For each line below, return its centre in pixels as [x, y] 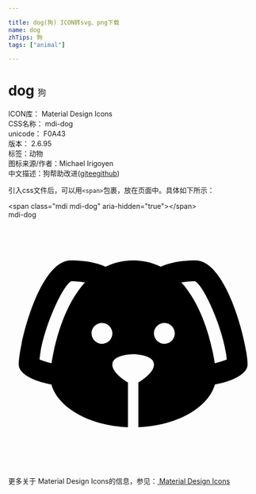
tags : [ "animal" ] [37, 44]
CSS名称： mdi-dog [41, 124]
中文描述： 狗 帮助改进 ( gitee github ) [64, 174]
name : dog [25, 30]
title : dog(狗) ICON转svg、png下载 [64, 22]
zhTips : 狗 [26, 37]
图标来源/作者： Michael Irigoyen [61, 164]
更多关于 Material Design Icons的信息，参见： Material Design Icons [119, 481]
